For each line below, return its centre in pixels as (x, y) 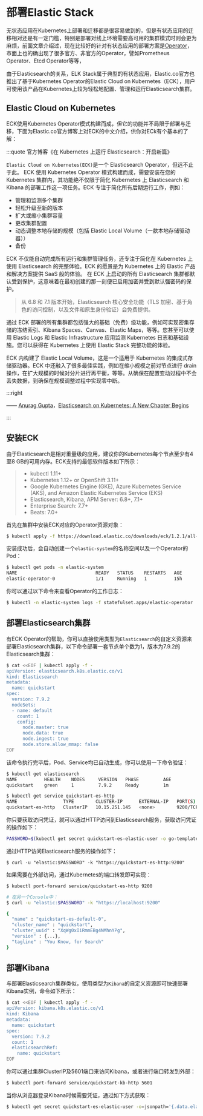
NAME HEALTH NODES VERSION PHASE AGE (89, 779)
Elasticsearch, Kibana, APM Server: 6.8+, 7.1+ (86, 499)
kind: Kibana (23, 1014)
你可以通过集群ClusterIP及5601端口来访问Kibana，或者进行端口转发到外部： (101, 1072)
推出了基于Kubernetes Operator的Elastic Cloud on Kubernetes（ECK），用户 (101, 81)
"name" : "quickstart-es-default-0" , (59, 919)
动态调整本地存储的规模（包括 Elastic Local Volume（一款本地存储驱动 (102, 230)
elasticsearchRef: (35, 1048)
